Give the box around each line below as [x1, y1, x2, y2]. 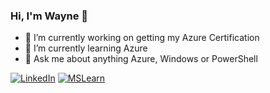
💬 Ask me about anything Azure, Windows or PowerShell [24, 53, 258, 65]
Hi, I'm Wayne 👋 [10, 9, 89, 23]
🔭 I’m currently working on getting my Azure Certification [24, 32, 260, 44]
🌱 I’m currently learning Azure [24, 42, 148, 54]
